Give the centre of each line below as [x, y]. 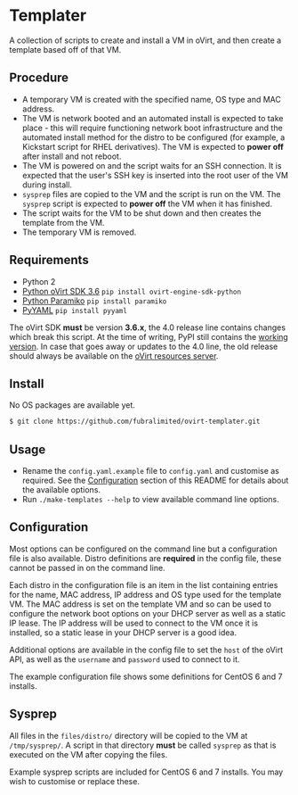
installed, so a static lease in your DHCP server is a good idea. [123, 632]
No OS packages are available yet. [72, 405]
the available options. [61, 490]
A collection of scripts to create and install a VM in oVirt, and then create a [145, 40]
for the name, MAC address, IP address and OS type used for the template [145, 594]
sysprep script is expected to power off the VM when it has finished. [147, 203]
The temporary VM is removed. [79, 232]
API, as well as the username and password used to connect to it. [125, 659]
